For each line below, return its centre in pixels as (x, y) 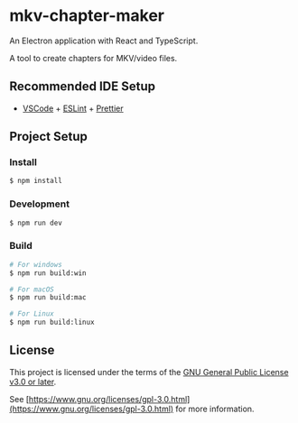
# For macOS (32, 290)
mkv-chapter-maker (87, 16)
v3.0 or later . (33, 382)
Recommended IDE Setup (83, 87)
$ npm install (36, 181)
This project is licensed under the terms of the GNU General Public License (149, 372)
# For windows (36, 264)
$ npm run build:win (48, 273)
